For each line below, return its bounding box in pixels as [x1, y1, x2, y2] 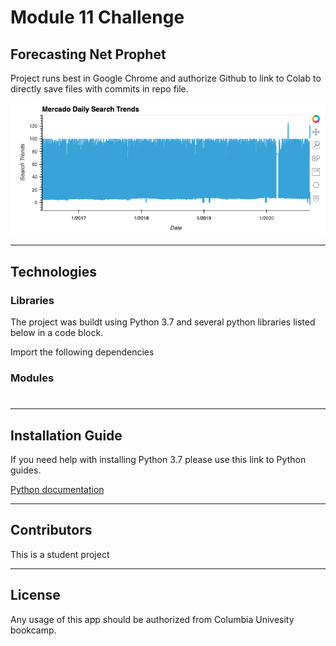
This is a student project [10, 548, 110, 560]
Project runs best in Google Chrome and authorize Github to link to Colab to [10, 72, 322, 84]
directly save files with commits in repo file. [10, 83, 189, 95]
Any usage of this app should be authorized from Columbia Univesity [10, 613, 295, 625]
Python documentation [10, 483, 105, 495]
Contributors [10, 522, 93, 539]
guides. [10, 464, 42, 476]
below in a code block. [10, 326, 104, 338]
